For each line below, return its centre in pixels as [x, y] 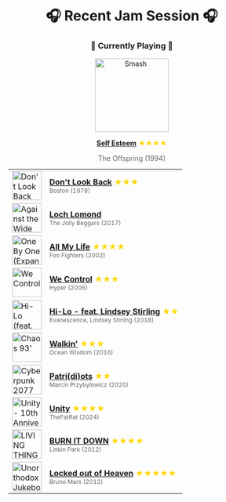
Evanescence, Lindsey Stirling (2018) [102, 320]
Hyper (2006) [69, 287]
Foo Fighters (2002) [78, 255]
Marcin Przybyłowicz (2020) [89, 385]
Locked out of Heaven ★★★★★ [113, 473]
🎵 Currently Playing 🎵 [132, 46]
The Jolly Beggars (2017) [86, 222]
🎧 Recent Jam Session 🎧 [132, 16]
